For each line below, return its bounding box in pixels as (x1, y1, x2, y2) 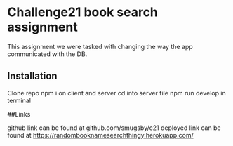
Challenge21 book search (7, 4, 158, 20)
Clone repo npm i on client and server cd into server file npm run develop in (7, 88, 226, 97)
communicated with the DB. (7, 50, 88, 58)
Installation (7, 70, 58, 82)
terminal (7, 96, 32, 105)
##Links (7, 109, 31, 118)
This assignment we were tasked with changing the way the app (7, 42, 193, 51)
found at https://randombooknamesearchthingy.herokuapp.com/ (7, 131, 194, 139)
